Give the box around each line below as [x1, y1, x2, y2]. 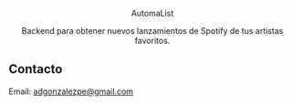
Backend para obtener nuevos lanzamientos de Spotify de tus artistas [21, 26, 284, 36]
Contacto [8, 61, 63, 77]
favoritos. [134, 36, 171, 46]
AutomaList [131, 8, 174, 18]
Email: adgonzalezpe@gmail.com [8, 86, 134, 97]
